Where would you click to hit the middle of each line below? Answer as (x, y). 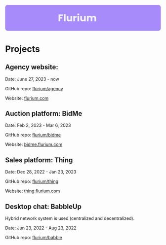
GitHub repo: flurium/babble (34, 238)
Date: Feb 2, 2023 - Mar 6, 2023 (38, 125)
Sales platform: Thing (39, 160)
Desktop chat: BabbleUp (43, 206)
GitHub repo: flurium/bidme (33, 135)
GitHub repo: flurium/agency (34, 88)
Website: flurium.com (27, 98)
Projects (23, 49)
